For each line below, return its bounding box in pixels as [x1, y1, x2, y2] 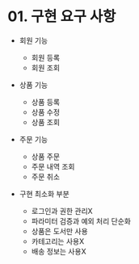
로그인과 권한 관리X [31, 206, 94, 216]
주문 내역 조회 [31, 161, 75, 171]
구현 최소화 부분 [19, 189, 69, 199]
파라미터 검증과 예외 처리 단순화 [31, 216, 131, 226]
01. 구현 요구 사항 [7, 7, 116, 26]
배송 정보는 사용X [31, 246, 86, 256]
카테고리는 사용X [31, 236, 85, 246]
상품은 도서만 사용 [31, 226, 88, 236]
